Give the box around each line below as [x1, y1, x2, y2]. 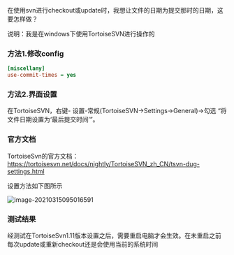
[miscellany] [7, 65, 45, 72]
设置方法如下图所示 [7, 181, 63, 190]
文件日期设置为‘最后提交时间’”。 [7, 115, 99, 124]
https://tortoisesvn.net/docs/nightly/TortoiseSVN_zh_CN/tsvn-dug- [7, 159, 200, 168]
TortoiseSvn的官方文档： [7, 152, 79, 160]
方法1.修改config [7, 48, 64, 58]
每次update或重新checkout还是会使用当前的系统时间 [7, 240, 159, 248]
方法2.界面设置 [7, 89, 57, 99]
